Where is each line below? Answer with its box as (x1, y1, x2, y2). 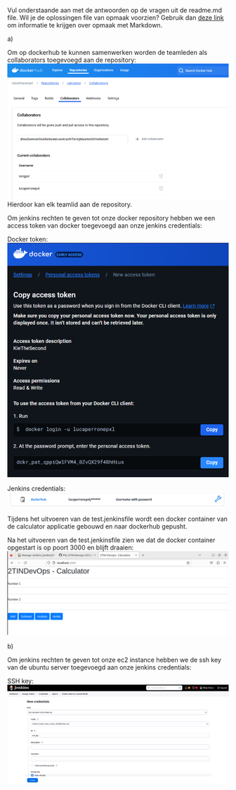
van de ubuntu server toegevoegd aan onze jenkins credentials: (7, 662, 192, 672)
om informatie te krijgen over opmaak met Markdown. (7, 21, 163, 29)
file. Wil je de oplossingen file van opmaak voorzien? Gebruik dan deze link (7, 13, 225, 22)
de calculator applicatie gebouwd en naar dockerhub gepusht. (7, 521, 188, 531)
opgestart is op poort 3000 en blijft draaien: (7, 543, 134, 552)
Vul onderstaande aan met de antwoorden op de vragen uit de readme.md (7, 6, 223, 14)
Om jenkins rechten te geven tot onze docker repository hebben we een (7, 214, 216, 222)
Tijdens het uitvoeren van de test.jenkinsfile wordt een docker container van (7, 514, 228, 523)
